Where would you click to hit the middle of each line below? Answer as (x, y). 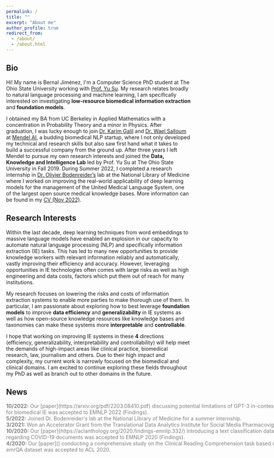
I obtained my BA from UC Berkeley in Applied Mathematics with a (86, 119)
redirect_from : (25, 33)
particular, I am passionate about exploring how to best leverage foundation (98, 306)
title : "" (18, 17)
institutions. (20, 282)
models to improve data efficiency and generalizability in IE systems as (94, 312)
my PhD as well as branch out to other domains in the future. (79, 373)
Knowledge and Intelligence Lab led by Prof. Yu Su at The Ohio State (90, 162)
